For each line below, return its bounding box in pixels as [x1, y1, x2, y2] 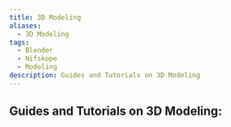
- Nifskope [17, 54, 58, 63]
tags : [9, 37, 29, 47]
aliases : [9, 21, 42, 30]
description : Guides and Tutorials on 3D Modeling [9, 71, 201, 80]
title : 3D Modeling [9, 12, 82, 22]
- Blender [17, 46, 53, 55]
